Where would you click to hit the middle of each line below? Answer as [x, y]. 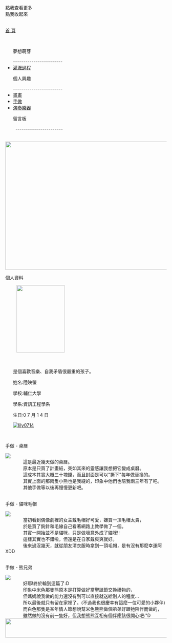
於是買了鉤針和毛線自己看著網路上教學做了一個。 [74, 526]
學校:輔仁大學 [27, 393]
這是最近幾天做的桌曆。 [48, 462]
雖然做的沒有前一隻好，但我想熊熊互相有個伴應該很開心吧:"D [87, 615]
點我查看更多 [19, 8]
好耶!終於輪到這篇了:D [46, 583]
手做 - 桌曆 [17, 446]
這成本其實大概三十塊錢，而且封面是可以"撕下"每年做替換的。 [88, 475]
